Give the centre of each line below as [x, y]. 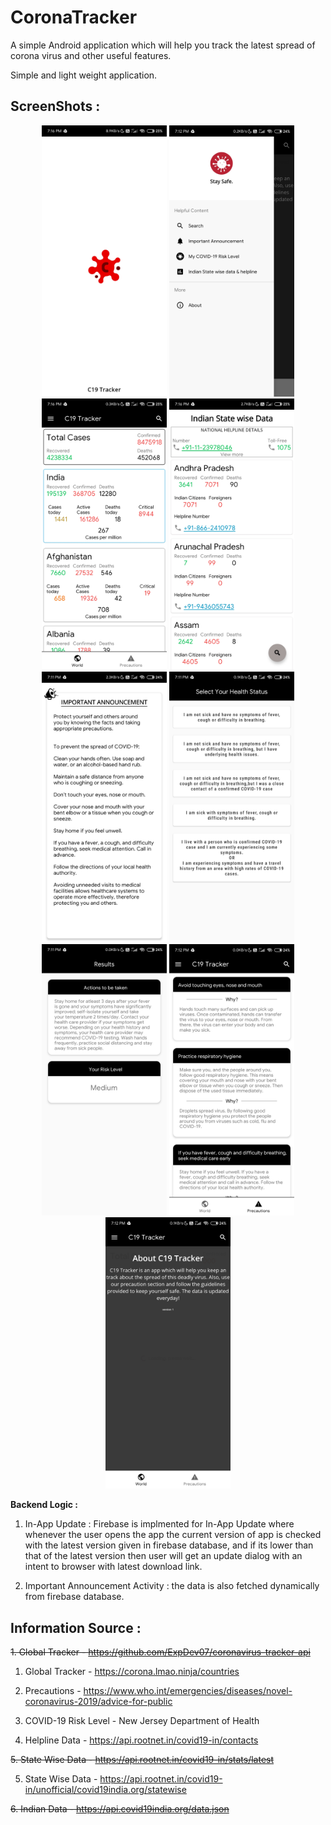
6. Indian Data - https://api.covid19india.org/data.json [120, 1809]
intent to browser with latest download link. [113, 1567]
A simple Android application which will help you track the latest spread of [163, 45]
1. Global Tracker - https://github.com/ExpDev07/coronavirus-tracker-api [160, 1652]
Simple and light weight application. [84, 75]
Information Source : [76, 1627]
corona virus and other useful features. [91, 55]
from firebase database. [74, 1597]
